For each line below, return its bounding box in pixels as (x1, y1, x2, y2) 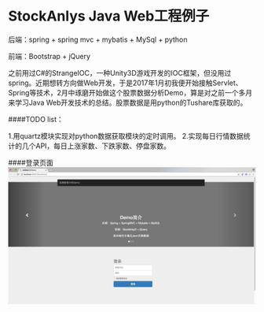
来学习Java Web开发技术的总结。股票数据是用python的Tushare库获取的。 (8, 98, 247, 107)
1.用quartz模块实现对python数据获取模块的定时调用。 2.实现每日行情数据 (8, 131, 244, 140)
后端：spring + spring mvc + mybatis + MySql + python (8, 35, 188, 44)
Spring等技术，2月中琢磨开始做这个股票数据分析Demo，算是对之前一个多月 (8, 87, 253, 97)
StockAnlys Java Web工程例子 (8, 7, 210, 25)
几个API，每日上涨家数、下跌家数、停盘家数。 (21, 141, 171, 150)
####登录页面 (8, 158, 53, 167)
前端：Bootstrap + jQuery (8, 51, 91, 61)
